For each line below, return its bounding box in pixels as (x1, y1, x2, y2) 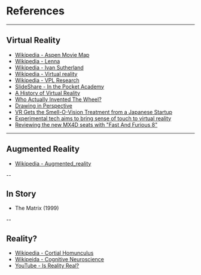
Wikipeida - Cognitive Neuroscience (14, 256, 105, 263)
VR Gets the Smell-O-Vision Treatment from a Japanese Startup (14, 108, 172, 115)
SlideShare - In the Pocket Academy (14, 82, 105, 90)
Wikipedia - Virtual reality (14, 70, 78, 77)
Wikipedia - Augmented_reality (14, 160, 92, 167)
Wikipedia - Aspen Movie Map (14, 51, 90, 58)
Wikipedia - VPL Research (14, 77, 80, 84)
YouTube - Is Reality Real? (14, 262, 80, 270)
